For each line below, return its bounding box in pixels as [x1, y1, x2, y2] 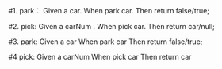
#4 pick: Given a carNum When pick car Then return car [8, 53, 192, 61]
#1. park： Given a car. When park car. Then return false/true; [8, 6, 210, 15]
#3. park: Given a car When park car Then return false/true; [8, 37, 203, 46]
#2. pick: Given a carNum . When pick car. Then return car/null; [8, 22, 216, 31]
